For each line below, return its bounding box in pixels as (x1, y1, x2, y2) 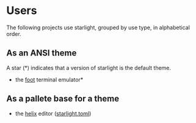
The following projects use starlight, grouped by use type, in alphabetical (6, 24, 191, 31)
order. (6, 30, 21, 37)
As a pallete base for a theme (6, 94, 120, 104)
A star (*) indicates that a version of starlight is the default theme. (6, 64, 172, 71)
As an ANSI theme (6, 48, 77, 58)
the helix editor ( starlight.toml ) (15, 110, 92, 117)
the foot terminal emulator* (15, 76, 84, 83)
